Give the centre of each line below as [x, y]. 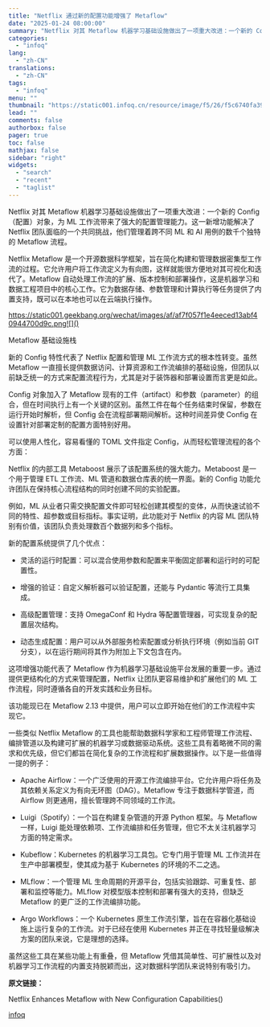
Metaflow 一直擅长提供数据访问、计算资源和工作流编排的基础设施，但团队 [131, 367]
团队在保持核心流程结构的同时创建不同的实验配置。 [100, 489]
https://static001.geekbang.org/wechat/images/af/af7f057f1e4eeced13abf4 [133, 315]
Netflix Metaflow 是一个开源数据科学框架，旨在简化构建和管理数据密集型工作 [135, 259]
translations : [32, 68]
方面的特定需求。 [48, 837]
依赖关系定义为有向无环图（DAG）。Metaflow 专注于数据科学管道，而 [141, 790]
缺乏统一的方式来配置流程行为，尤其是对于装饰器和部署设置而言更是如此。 [138, 377]
